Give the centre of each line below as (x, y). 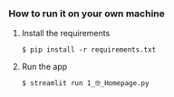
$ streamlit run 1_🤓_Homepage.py (85, 83)
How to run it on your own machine (87, 14)
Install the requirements (66, 34)
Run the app (44, 67)
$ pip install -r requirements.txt (89, 50)
